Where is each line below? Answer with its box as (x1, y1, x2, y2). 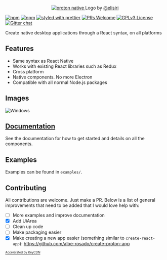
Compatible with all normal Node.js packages (12, 79, 107, 85)
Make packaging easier (12, 229, 62, 235)
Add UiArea (12, 218, 37, 224)
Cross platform (12, 68, 44, 74)
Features (5, 45, 34, 53)
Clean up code (12, 224, 44, 230)
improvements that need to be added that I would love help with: (5, 202, 140, 208)
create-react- (126, 236, 155, 241)
